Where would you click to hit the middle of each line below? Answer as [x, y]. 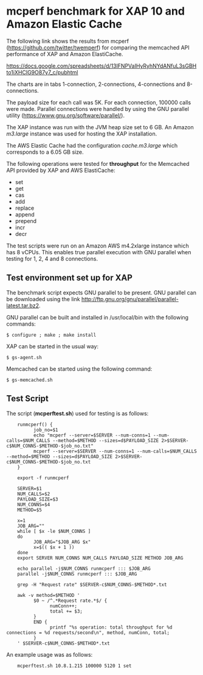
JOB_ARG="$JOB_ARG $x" [62, 542]
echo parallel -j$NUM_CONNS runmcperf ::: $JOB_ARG [84, 568]
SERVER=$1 [30, 488]
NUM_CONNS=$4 [34, 504]
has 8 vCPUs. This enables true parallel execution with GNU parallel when [99, 252]
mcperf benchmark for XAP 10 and [96, 11]
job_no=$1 [46, 430]
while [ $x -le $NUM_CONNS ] [54, 531]
